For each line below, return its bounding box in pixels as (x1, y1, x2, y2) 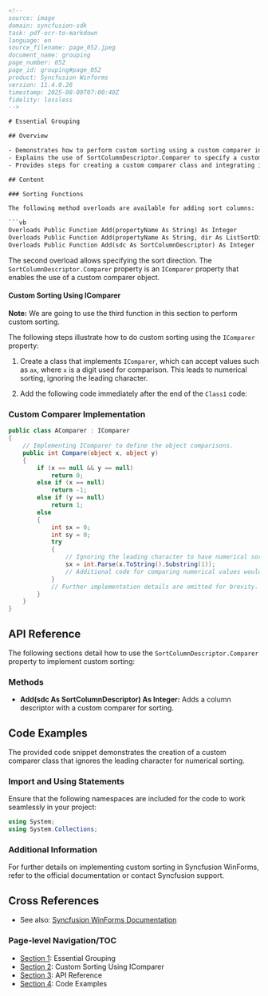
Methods (8, 676, 44, 687)
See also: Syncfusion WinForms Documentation (19, 915, 177, 925)
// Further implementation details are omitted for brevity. (50, 583, 259, 591)
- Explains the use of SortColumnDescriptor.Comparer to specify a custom (8, 153, 262, 162)
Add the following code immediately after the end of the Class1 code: (19, 389, 247, 398)
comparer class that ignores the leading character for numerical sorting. (8, 756, 245, 765)
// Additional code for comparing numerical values (65, 567, 241, 575)
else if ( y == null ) (37, 494, 105, 502)
